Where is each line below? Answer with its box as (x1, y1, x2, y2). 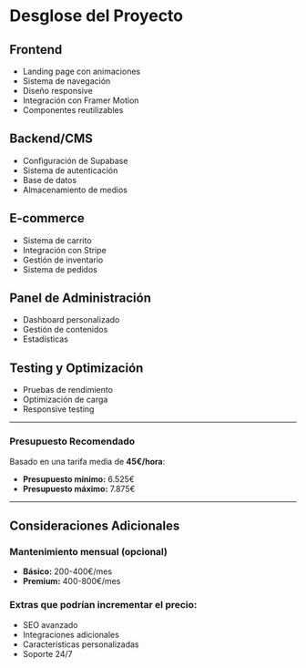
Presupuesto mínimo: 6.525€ (22, 473, 135, 484)
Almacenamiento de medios (22, 184, 127, 195)
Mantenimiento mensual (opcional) (9, 545, 168, 558)
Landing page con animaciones (22, 66, 141, 77)
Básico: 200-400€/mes (22, 566, 112, 577)
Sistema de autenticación (22, 165, 118, 176)
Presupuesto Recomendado (9, 435, 136, 447)
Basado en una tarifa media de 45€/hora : (9, 456, 166, 467)
